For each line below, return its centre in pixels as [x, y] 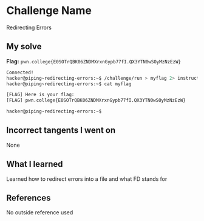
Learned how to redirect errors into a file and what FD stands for [87, 179]
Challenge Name [49, 11]
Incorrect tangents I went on [61, 131]
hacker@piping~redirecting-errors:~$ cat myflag [69, 84]
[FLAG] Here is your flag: [40, 95]
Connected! [20, 72]
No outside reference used [40, 212]
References [29, 198]
